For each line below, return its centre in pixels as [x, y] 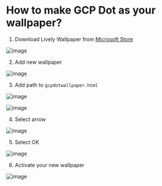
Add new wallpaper [38, 62]
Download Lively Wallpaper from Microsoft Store [74, 39]
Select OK [27, 142]
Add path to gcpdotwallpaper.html [56, 85]
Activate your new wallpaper [49, 165]
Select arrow [30, 119]
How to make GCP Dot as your [81, 10]
